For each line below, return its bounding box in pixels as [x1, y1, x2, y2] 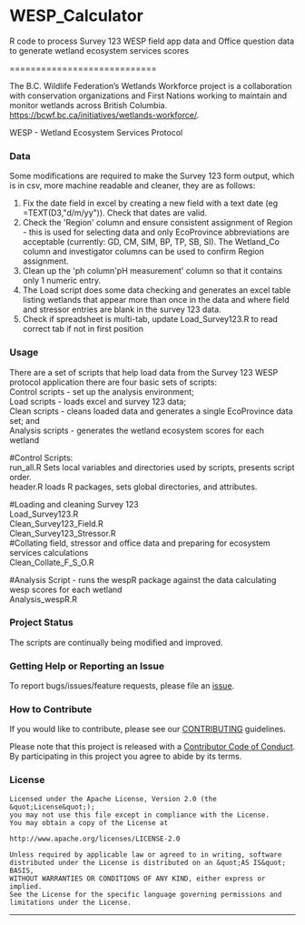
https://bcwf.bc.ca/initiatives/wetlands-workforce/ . [9, 109, 200, 120]
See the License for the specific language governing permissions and [9, 890, 282, 899]
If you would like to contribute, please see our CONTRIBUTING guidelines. [9, 724, 286, 735]
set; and [9, 415, 40, 426]
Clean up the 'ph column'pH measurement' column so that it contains [22, 266, 283, 276]
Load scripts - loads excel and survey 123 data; [9, 396, 187, 407]
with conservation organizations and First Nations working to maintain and [9, 90, 288, 101]
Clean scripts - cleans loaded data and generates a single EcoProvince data [9, 406, 293, 417]
